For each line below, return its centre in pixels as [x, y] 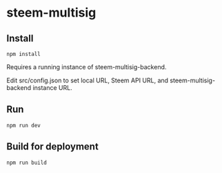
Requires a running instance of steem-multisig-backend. [87, 67]
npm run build [27, 163]
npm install [23, 54]
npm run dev [23, 125]
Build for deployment [53, 147]
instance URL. [53, 88]
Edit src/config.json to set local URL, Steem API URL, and [88, 80]
